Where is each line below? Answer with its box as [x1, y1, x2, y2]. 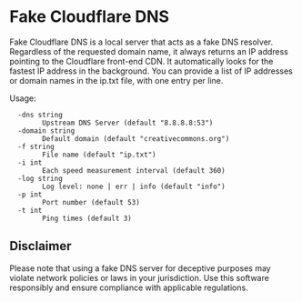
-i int [17, 157, 43, 167]
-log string [17, 174, 64, 183]
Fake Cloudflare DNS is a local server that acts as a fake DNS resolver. [9, 36, 274, 47]
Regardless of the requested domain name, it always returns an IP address [9, 45, 289, 56]
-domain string [17, 126, 75, 136]
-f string [17, 142, 55, 151]
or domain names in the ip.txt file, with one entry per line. [9, 75, 224, 86]
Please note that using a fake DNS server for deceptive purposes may [9, 262, 271, 274]
